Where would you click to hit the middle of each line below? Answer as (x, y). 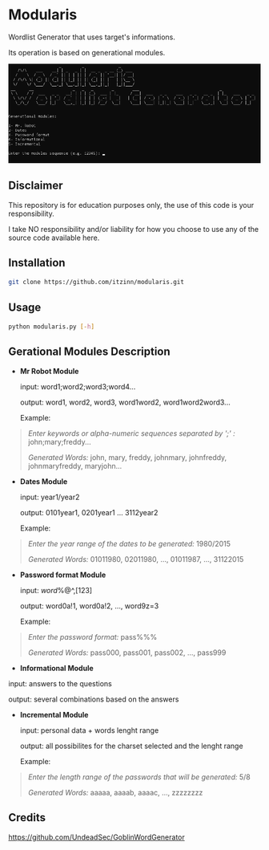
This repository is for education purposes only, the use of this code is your (131, 205)
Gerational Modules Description (89, 352)
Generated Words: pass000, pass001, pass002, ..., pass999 (127, 653)
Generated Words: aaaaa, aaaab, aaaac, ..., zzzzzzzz (115, 792)
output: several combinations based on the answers (94, 699)
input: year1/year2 (50, 497)
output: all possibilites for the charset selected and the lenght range (131, 746)
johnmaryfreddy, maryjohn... (75, 466)
